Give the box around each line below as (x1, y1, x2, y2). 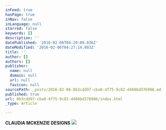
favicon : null (10, 82, 39, 87)
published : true (5, 92, 39, 97)
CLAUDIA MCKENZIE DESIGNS (5, 120, 71, 126)
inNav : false (5, 17, 33, 22)
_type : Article (5, 101, 37, 106)
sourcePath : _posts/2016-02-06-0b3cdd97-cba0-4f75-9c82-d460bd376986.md (5, 87, 161, 92)
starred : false (5, 26, 37, 31)
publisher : (5, 63, 28, 69)
